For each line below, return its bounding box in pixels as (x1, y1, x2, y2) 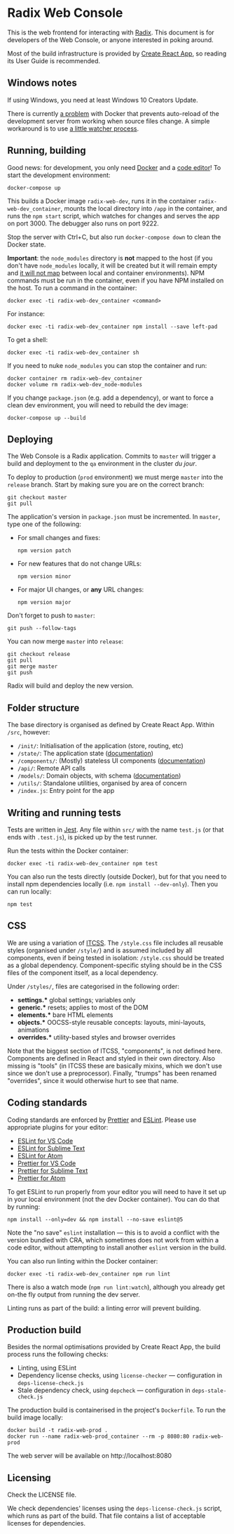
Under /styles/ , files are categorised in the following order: (7, 982, 180, 990)
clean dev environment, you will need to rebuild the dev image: (7, 400, 188, 409)
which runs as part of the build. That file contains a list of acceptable (7, 1512, 206, 1520)
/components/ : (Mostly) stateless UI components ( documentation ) (17, 756, 206, 765)
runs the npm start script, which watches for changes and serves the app (7, 211, 220, 220)
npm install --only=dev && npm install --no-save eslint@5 (7, 1216, 184, 1223)
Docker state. (7, 240, 46, 249)
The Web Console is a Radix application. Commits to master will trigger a (7, 452, 216, 461)
